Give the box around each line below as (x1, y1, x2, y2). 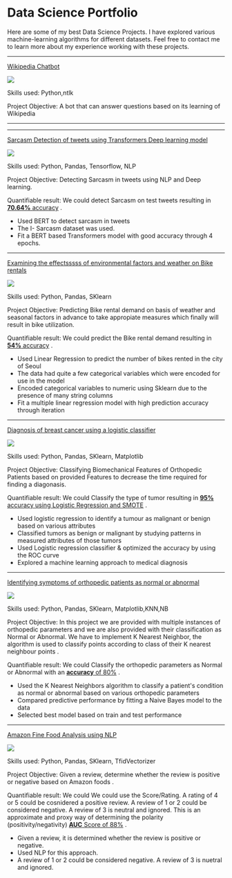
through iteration (17, 405, 65, 414)
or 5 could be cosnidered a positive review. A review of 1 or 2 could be (7, 798, 207, 806)
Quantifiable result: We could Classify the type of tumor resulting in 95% (7, 493, 214, 502)
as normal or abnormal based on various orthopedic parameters (17, 689, 200, 697)
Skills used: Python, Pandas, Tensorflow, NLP (7, 162, 137, 170)
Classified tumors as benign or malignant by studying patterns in (17, 528, 202, 537)
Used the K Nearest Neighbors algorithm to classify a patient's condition (17, 681, 224, 689)
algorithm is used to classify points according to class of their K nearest (7, 640, 211, 648)
